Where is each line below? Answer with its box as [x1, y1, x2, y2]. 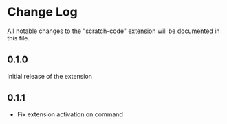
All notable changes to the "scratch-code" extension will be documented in [7, 27, 220, 35]
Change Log [7, 4, 78, 20]
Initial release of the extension [7, 72, 93, 80]
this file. [7, 34, 30, 42]
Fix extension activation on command [17, 110, 124, 119]
